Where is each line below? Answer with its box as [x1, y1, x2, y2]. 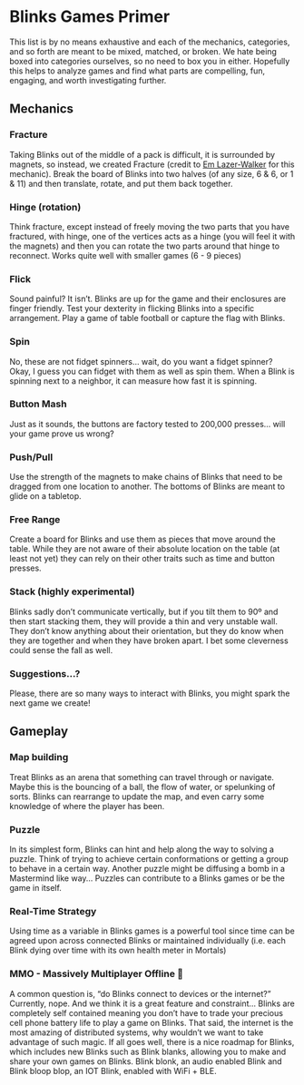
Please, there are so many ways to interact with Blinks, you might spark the [9, 688, 290, 699]
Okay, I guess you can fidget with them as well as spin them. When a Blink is [9, 366, 295, 376]
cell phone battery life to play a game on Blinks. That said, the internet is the [9, 1017, 294, 1028]
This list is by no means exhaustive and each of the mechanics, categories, [9, 36, 290, 47]
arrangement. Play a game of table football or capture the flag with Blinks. [9, 313, 286, 324]
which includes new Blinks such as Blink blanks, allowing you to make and [9, 1046, 287, 1057]
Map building [9, 751, 69, 764]
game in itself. [9, 882, 62, 893]
